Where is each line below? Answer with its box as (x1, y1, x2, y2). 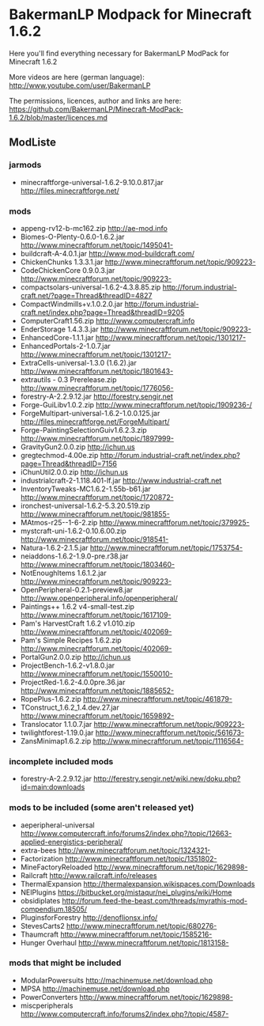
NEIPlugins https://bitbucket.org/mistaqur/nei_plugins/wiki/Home (20, 888, 232, 897)
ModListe (9, 136, 57, 150)
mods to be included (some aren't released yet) (9, 802, 194, 813)
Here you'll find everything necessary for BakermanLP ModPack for (9, 48, 230, 58)
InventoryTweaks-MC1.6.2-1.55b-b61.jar (20, 484, 151, 494)
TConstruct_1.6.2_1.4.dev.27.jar (20, 702, 119, 712)
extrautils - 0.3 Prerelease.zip (20, 374, 117, 384)
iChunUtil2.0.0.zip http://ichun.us (20, 467, 129, 476)
